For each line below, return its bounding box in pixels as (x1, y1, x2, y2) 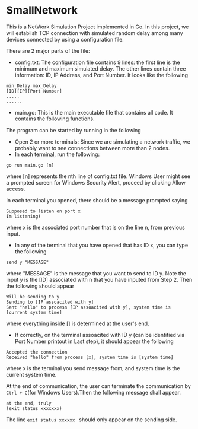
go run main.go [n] (6, 162, 55, 168)
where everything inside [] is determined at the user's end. (6, 320, 149, 327)
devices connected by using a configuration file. (6, 36, 124, 43)
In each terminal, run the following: (14, 151, 100, 158)
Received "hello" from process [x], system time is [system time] (6, 354, 174, 360)
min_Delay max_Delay (6, 82, 58, 89)
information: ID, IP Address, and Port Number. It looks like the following (14, 71, 189, 78)
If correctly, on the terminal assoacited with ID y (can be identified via (14, 331, 185, 338)
